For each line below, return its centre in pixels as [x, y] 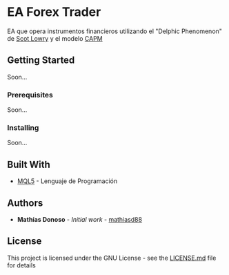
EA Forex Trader [54, 12]
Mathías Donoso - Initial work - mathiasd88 [80, 219]
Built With [29, 164]
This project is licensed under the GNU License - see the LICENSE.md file [112, 258]
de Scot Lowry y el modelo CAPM [55, 38]
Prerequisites [30, 95]
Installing [23, 127]
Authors [25, 203]
